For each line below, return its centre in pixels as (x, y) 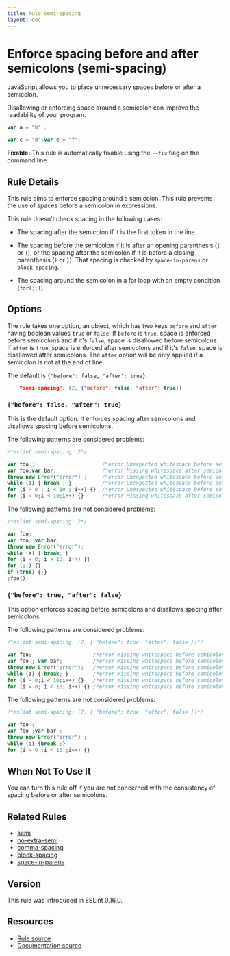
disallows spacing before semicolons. (60, 426)
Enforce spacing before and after (103, 54)
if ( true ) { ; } (27, 573)
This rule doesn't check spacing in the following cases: (85, 219)
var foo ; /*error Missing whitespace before (101, 655)
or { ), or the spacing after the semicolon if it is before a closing (105, 253)
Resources (30, 922)
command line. (28, 160)
